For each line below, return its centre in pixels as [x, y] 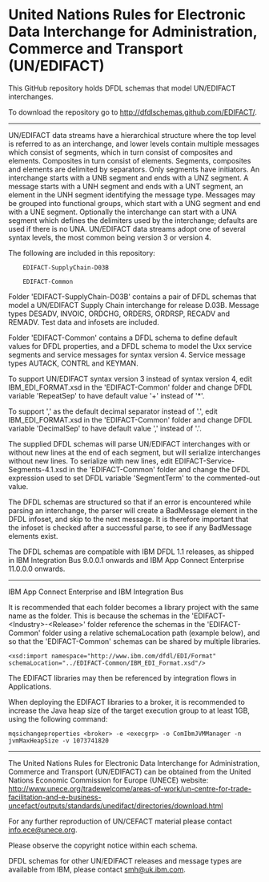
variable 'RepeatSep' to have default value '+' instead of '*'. [106, 395]
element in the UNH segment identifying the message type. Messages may [132, 195]
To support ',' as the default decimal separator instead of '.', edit [113, 411]
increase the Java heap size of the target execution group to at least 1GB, [129, 710]
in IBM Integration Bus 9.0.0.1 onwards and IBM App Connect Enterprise [126, 560]
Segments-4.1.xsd [38, 469]
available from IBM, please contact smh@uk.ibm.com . [97, 869]
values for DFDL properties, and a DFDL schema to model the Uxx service [130, 346]
